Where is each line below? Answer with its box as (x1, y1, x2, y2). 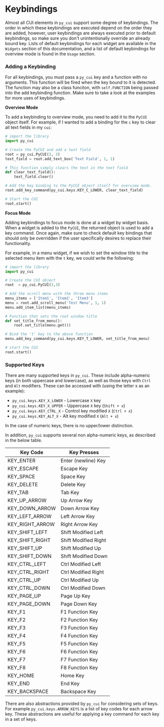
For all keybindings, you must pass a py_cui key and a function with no (5, 74, 148, 80)
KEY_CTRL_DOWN (7, 584, 50, 591)
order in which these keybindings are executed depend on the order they (5, 24, 152, 30)
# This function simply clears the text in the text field (5, 165, 128, 170)
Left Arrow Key (60, 513, 95, 520)
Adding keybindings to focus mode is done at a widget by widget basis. (5, 219, 149, 225)
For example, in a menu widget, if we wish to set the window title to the (5, 250, 148, 256)
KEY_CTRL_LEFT (7, 561, 47, 568)
